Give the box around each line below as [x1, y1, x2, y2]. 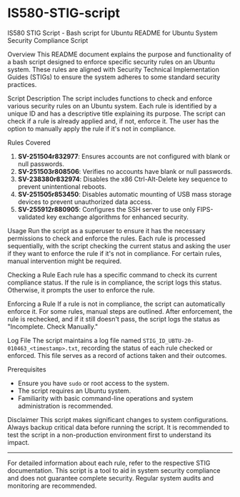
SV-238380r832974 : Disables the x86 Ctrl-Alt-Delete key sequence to [17, 175, 228, 183]
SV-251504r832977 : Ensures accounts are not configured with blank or [17, 152, 231, 160]
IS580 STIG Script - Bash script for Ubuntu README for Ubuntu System [7, 29, 218, 37]
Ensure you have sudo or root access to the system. [17, 379, 169, 387]
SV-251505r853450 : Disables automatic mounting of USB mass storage [17, 190, 232, 198]
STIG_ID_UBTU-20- [142, 337, 194, 344]
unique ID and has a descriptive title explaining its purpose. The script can [7, 109, 226, 118]
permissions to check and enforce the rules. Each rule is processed [7, 234, 206, 242]
